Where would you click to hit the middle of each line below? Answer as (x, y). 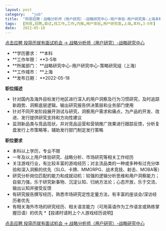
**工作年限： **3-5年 (35, 59)
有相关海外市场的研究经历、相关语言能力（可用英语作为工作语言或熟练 (84, 207)
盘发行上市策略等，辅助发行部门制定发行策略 (58, 130)
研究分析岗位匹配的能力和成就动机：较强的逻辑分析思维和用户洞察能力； (86, 176)
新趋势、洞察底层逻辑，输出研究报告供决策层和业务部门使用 (73, 105)
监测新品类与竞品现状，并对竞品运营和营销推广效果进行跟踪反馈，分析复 (86, 124)
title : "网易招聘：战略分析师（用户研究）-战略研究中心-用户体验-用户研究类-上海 (80, 19)
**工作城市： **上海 (32, 72)
